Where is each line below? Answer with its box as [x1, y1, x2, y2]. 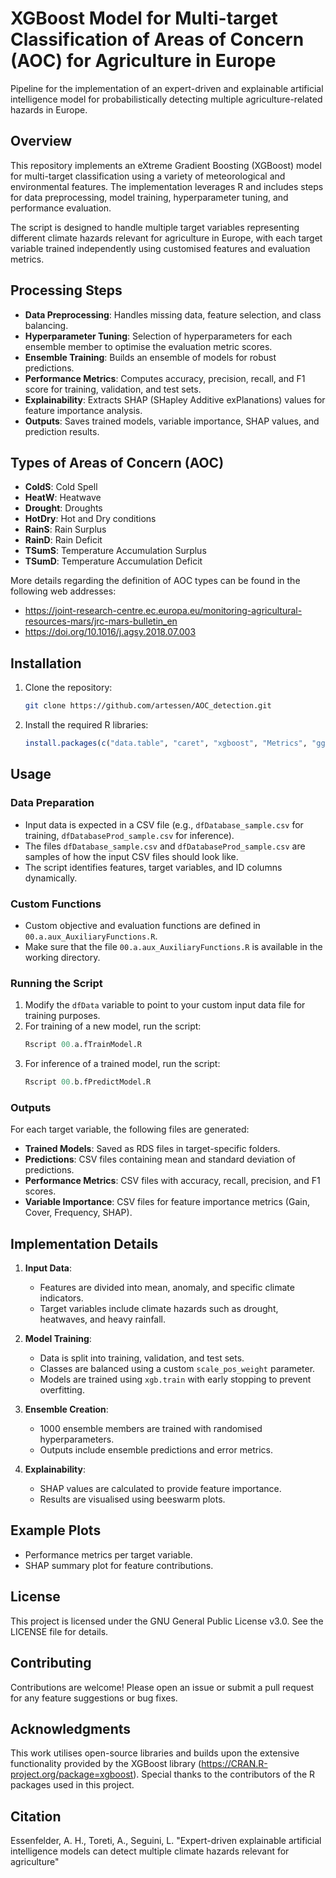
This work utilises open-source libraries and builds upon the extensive [10, 1747, 300, 1759]
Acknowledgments [10, 1720, 132, 1737]
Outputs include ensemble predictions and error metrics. [39, 1444, 273, 1456]
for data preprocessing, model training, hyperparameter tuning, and [10, 191, 289, 203]
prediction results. [24, 425, 100, 437]
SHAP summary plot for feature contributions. [24, 1559, 214, 1571]
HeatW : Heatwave [24, 492, 102, 504]
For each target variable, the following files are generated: [10, 1123, 250, 1136]
